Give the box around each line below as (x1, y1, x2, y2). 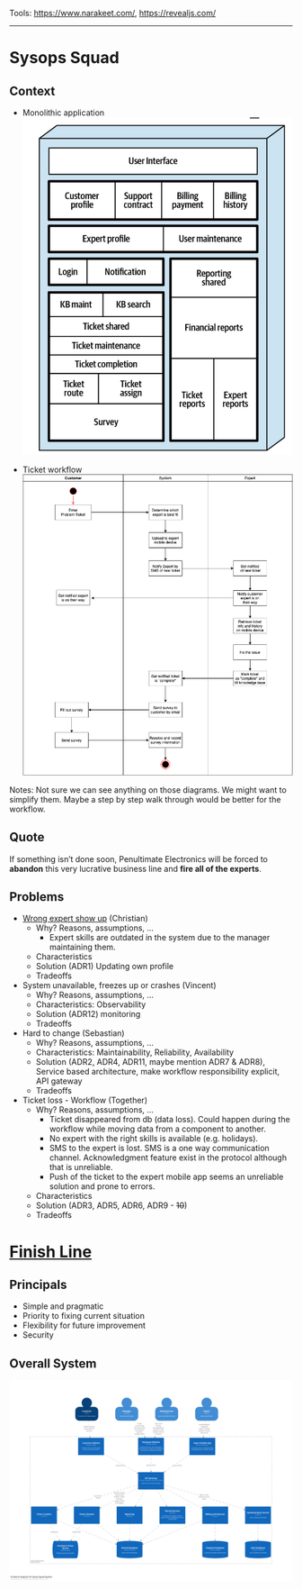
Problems (9, 889, 65, 904)
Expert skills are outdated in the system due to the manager (49, 932, 271, 943)
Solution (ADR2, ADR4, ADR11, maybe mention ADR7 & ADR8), (35, 1057, 266, 1067)
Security (22, 1330, 54, 1340)
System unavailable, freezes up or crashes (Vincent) (22, 980, 218, 991)
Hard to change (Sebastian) (22, 1028, 125, 1039)
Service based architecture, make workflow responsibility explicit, (35, 1067, 280, 1077)
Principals (9, 1276, 67, 1292)
